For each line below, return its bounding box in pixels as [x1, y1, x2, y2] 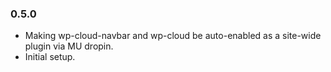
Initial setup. [24, 51, 76, 63]
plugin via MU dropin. [24, 40, 114, 52]
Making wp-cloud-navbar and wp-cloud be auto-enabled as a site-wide [24, 30, 322, 42]
